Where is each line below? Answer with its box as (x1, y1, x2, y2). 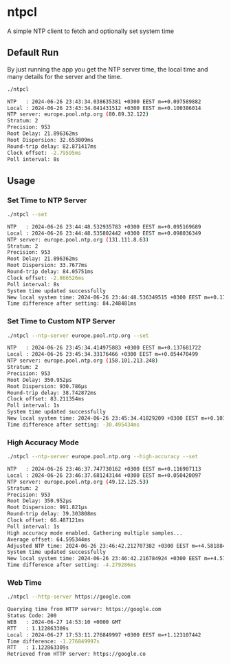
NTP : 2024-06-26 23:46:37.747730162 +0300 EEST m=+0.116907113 (7, 466, 201, 473)
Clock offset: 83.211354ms (7, 396, 85, 403)
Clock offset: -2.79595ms (7, 149, 81, 156)
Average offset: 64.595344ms (7, 536, 91, 543)
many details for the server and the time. (7, 72, 122, 81)
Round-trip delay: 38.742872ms (7, 389, 97, 396)
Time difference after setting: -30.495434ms (7, 421, 140, 428)
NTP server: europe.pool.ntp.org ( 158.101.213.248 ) (7, 357, 158, 365)
